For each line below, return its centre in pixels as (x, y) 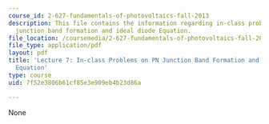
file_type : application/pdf (55, 46)
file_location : (34, 38)
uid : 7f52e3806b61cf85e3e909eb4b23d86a (75, 82)
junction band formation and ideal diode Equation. (104, 30)
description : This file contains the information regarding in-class (127, 23)
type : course (30, 75)
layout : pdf (28, 53)
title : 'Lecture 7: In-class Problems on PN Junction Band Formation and (134, 61)
